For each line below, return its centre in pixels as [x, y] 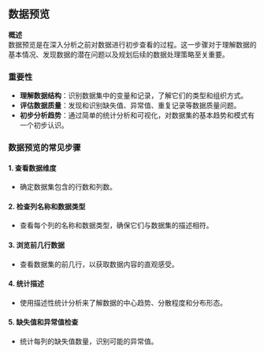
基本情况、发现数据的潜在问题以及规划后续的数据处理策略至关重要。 [119, 54]
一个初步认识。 [44, 126]
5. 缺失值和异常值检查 [43, 322]
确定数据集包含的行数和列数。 [68, 187]
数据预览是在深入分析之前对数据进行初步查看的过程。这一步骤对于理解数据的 [132, 44]
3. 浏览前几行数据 [37, 245]
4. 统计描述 [26, 284]
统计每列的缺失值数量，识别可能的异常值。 [89, 341]
